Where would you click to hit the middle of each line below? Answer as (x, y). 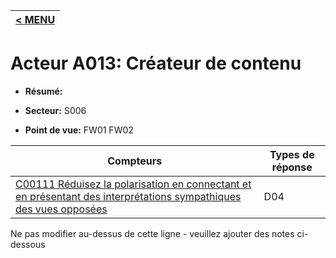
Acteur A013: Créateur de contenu (156, 63)
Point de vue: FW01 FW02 (79, 130)
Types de (292, 154)
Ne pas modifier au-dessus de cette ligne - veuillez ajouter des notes (152, 233)
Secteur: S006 (55, 110)
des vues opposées (61, 209)
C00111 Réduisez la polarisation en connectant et (133, 184)
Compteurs (135, 161)
